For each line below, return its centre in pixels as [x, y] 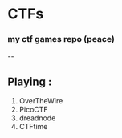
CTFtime [33, 127]
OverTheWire [41, 101]
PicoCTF [34, 110]
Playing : [30, 81]
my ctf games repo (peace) [61, 39]
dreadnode [37, 118]
